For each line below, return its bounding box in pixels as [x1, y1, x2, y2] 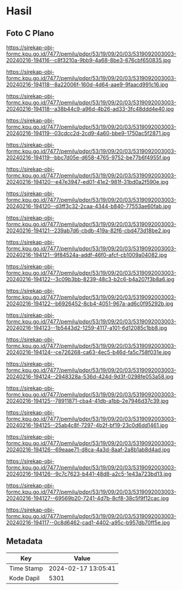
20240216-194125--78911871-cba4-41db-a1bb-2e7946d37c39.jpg [6, 397, 169, 404]
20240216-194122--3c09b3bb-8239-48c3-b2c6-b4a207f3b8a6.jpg [6, 276, 175, 283]
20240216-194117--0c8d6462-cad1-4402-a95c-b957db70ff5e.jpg [6, 519, 170, 526]
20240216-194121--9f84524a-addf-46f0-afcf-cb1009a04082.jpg [6, 252, 168, 258]
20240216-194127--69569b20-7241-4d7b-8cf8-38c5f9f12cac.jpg [6, 495, 169, 501]
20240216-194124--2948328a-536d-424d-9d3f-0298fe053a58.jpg [6, 373, 174, 380]
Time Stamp [9, 564, 44, 573]
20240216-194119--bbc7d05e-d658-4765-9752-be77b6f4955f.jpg [6, 154, 170, 161]
